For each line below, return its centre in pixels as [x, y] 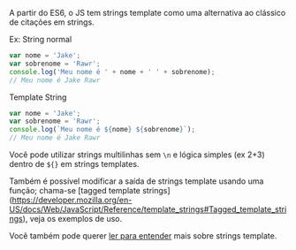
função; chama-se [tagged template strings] [90, 190]
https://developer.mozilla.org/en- [72, 200]
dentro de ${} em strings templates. [74, 164]
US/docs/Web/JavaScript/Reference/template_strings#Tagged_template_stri [148, 209]
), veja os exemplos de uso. [72, 219]
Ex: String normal [41, 39]
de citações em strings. [52, 22]
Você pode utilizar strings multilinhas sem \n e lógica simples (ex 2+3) [137, 155]
